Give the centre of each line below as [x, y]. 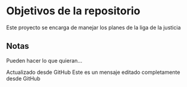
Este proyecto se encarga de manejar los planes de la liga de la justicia [93, 27]
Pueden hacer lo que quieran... [44, 60]
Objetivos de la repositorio [73, 11]
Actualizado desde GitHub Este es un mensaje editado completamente [93, 72]
